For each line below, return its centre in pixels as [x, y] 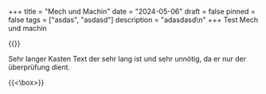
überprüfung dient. [39, 67]
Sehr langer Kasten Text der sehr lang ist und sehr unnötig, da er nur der [127, 59]
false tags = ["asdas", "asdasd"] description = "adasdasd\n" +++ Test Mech [133, 20]
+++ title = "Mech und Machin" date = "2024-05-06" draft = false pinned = [132, 11]
